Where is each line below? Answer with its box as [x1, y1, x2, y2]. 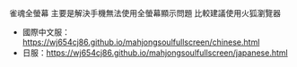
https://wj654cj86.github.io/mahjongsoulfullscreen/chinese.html [22, 37, 260, 47]
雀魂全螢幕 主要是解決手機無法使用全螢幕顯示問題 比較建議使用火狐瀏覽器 [9, 8, 281, 18]
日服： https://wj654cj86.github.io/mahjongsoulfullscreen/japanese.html [22, 47, 289, 58]
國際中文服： [22, 27, 70, 38]
